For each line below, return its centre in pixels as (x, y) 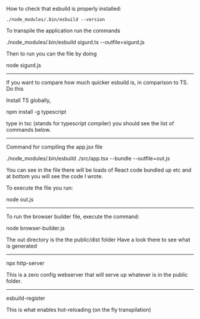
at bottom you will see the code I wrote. (54, 176)
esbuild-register (26, 298)
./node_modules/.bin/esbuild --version (56, 20)
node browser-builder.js (35, 228)
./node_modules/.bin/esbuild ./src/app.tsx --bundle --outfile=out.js (88, 158)
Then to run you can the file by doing (51, 54)
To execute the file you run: (40, 188)
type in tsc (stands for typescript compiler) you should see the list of (90, 123)
